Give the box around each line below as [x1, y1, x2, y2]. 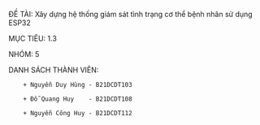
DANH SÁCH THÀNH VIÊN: [8, 65, 99, 75]
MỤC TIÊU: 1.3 [8, 34, 57, 43]
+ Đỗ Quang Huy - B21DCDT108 [23, 95, 132, 103]
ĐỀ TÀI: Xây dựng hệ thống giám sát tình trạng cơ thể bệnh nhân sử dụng [8, 10, 253, 19]
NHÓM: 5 [8, 50, 40, 58]
